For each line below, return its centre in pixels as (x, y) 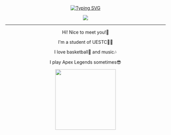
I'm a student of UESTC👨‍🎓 (85, 42)
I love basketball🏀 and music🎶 (85, 52)
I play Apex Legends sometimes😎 (85, 62)
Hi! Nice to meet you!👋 (85, 32)
